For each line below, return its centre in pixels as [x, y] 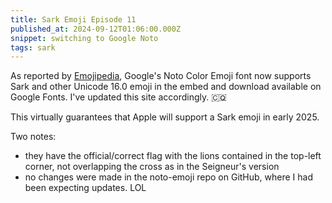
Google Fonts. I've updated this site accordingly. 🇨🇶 [119, 97]
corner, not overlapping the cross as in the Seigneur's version [152, 167]
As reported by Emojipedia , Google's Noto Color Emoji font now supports [161, 76]
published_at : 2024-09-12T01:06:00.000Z [96, 29]
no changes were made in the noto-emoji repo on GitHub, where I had [169, 177]
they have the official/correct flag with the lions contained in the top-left [173, 156]
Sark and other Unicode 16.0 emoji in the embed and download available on [166, 87]
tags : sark [33, 47]
